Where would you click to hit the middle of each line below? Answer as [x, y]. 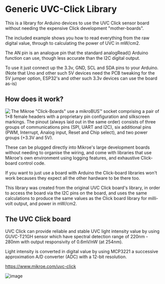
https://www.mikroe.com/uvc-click [41, 266]
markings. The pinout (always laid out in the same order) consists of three [81, 122]
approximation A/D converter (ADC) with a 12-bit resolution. [66, 257]
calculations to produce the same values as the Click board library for [76, 198]
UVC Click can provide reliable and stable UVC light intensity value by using [82, 231]
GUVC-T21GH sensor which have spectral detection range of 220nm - [77, 236]
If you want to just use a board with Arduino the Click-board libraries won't [81, 173]
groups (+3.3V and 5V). [29, 137]
